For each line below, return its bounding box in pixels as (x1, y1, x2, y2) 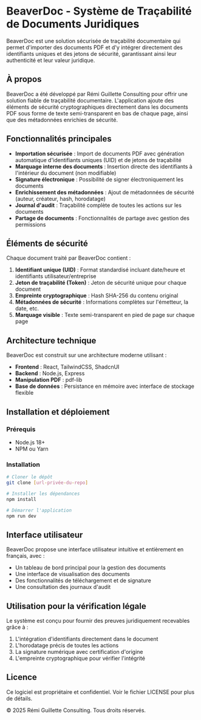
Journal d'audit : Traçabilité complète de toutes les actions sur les (15, 202, 182, 209)
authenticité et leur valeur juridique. (6, 56, 95, 64)
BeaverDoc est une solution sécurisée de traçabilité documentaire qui (6, 37, 181, 44)
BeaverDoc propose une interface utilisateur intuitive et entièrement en (6, 546, 184, 553)
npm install (6, 496, 36, 502)
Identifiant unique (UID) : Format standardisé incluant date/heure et (15, 266, 185, 274)
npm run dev (6, 513, 36, 519)
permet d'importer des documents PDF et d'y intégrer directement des (6, 44, 183, 51)
